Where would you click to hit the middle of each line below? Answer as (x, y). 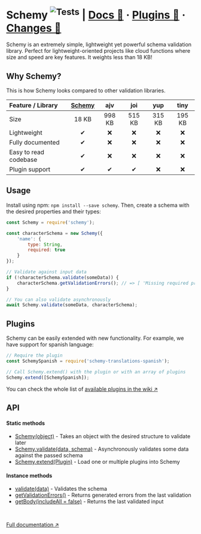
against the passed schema (49, 455)
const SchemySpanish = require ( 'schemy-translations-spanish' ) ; (88, 361)
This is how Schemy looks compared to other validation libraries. (86, 90)
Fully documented (34, 143)
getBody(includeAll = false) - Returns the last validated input (89, 502)
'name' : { (29, 239)
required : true (47, 250)
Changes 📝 (34, 28)
